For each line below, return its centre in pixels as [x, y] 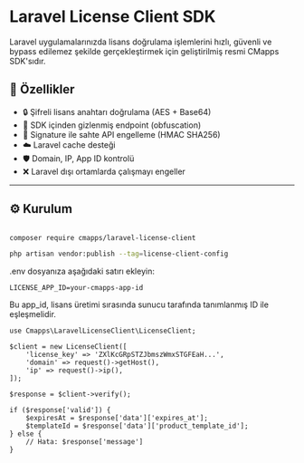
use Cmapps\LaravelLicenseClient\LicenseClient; [103, 331]
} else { [26, 434]
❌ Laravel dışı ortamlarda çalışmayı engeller [104, 171]
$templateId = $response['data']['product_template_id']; [137, 426]
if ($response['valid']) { [60, 410]
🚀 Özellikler [42, 89]
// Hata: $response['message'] [85, 442]
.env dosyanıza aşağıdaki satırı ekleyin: [82, 271]
